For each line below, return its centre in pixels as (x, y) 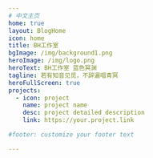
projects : (25, 90)
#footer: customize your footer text (71, 135)
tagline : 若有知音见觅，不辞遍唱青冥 (63, 75)
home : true (26, 23)
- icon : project (42, 98)
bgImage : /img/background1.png (60, 53)
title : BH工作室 (34, 46)
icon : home (26, 38)
